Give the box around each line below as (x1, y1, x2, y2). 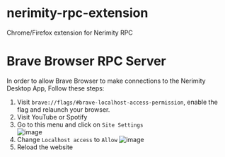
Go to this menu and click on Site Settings (16, 120, 144, 129)
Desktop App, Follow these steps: (6, 83, 105, 93)
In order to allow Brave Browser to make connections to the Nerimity (6, 76, 206, 85)
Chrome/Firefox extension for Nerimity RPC (6, 28, 134, 37)
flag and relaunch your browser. (16, 105, 110, 114)
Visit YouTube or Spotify (16, 112, 88, 121)
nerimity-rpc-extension (6, 5, 149, 21)
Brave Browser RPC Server (6, 53, 167, 69)
